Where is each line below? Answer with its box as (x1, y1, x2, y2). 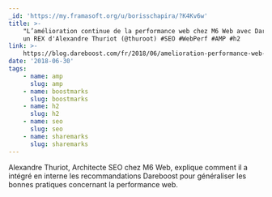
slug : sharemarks (29, 139, 89, 148)
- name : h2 (23, 102, 60, 110)
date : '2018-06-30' (8, 58, 74, 66)
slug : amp (29, 79, 63, 88)
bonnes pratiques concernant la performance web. (8, 179, 178, 189)
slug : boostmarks (29, 95, 89, 103)
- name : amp (23, 72, 63, 80)
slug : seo (29, 125, 63, 133)
